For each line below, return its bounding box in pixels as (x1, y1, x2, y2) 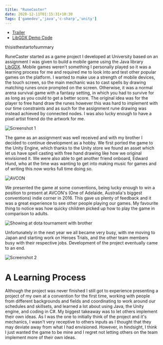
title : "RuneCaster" (5, 7, 47, 12)
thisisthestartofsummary (5, 44, 54, 50)
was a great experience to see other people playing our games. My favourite (5, 201, 159, 206)
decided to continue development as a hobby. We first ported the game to (5, 140, 153, 146)
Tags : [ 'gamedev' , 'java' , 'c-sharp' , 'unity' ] (5, 16, 97, 21)
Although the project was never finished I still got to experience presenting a (5, 288, 158, 294)
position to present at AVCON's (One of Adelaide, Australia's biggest (5, 190, 143, 196)
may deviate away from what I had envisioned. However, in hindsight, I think (5, 324, 157, 330)
